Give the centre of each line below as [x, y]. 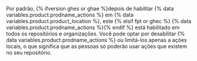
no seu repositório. [29, 52]
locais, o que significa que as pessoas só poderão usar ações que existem [97, 46]
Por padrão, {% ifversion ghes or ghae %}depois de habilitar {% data [90, 9]
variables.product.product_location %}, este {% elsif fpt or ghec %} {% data [99, 21]
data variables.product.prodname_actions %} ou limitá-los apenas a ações [96, 40]
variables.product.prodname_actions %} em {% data [70, 15]
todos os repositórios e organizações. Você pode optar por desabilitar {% [96, 34]
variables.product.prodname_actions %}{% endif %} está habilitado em [93, 27]
